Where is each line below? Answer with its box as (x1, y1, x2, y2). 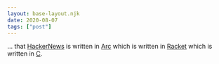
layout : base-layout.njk (7, 10, 80, 17)
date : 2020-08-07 (7, 17, 58, 24)
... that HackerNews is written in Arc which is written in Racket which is (7, 42, 213, 51)
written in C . (7, 49, 43, 58)
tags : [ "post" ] (7, 23, 52, 30)
